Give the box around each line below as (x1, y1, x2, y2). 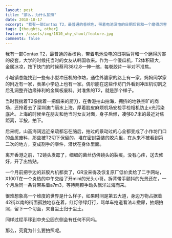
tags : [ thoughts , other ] (5, 27, 58, 32)
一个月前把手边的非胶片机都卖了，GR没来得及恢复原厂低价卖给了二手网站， (5, 169, 164, 175)
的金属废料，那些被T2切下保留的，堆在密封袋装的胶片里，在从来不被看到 (5, 134, 159, 141)
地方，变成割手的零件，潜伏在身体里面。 (18, 141, 104, 147)
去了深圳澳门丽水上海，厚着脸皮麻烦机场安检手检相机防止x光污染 (27, 104, 165, 111)
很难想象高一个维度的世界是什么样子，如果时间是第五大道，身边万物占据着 (5, 192, 162, 199)
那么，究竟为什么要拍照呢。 (5, 227, 64, 233)
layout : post (5, 7, 33, 13)
